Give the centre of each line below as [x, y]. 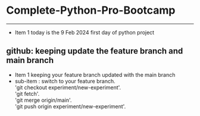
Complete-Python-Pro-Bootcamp [91, 10]
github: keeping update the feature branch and [95, 51]
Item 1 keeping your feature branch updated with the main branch [95, 74]
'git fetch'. [27, 93]
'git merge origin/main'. [43, 100]
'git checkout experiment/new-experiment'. [68, 87]
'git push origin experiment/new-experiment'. [70, 106]
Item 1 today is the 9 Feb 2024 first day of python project [85, 32]
